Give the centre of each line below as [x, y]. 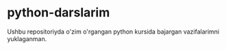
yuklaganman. [27, 38]
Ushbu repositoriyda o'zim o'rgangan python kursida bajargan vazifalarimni [113, 32]
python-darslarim [59, 13]
